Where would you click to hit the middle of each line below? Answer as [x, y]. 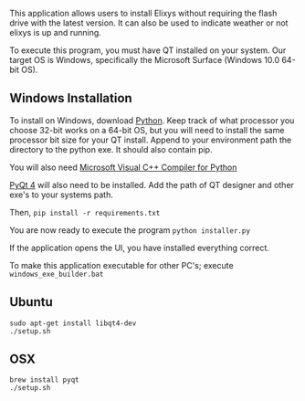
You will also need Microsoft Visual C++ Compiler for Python [123, 167]
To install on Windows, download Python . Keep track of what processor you [152, 120]
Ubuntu [31, 302]
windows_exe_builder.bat [57, 274]
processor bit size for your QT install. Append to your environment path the [151, 140]
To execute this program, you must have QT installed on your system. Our [148, 50]
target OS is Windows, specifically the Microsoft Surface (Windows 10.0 [145, 60]
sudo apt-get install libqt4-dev [73, 323]
